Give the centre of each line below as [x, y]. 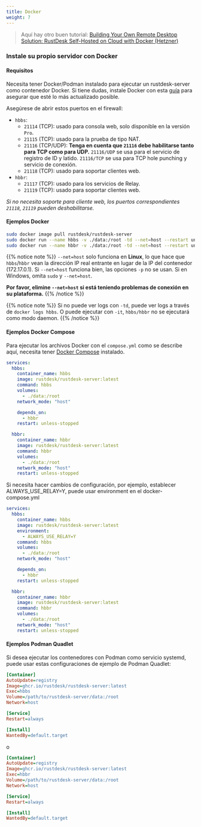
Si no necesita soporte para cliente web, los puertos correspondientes [93, 201]
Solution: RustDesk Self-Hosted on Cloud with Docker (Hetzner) [100, 41]
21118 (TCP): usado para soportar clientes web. [82, 171]
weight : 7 [19, 17]
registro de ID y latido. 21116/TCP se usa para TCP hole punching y [105, 158]
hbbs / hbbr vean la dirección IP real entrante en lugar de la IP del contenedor [99, 263]
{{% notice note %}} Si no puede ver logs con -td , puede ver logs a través [98, 306]
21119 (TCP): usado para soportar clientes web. [82, 190]
